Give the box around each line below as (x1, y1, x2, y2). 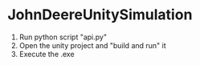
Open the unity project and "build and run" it (18, 40, 166, 50)
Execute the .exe (18, 49, 75, 59)
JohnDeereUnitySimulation (7, 6, 193, 24)
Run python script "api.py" (18, 32, 108, 42)
